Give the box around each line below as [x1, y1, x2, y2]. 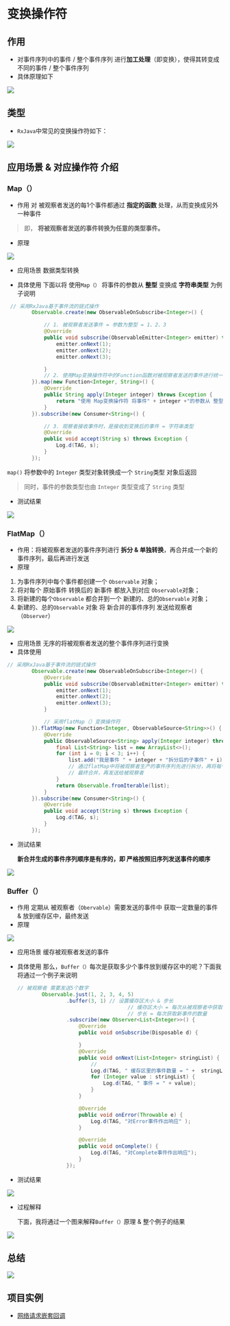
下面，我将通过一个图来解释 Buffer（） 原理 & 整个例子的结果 [16, 1217, 186, 1225]
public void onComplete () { [78, 1143, 159, 1150]
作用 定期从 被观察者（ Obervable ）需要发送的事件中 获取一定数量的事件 [16, 903, 218, 912]
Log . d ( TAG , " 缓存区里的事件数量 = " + [90, 1067, 195, 1074]
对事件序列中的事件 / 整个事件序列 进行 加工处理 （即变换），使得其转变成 [16, 56, 220, 63]
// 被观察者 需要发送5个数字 [16, 985, 89, 992]
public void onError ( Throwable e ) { [78, 1111, 183, 1118]
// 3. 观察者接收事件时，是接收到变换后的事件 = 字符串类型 [43, 423, 194, 429]
